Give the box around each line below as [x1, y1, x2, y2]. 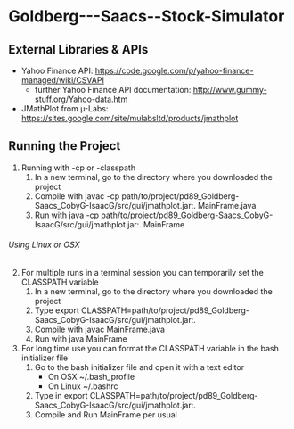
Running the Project [8, 138, 121, 153]
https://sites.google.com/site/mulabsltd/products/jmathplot [20, 113, 239, 123]
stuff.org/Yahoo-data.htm [34, 94, 128, 104]
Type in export [34, 391, 88, 401]
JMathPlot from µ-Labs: [20, 103, 109, 113]
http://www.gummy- [192, 85, 268, 95]
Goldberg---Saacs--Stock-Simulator [8, 6, 285, 27]
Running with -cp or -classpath [20, 162, 135, 173]
